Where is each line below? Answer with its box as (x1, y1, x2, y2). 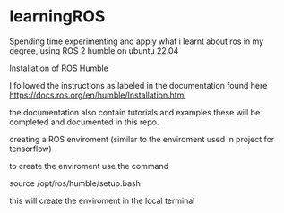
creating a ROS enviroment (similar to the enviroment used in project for (9, 133, 275, 144)
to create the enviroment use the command (9, 160, 168, 171)
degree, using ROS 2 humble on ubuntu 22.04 (9, 45, 179, 55)
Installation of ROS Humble (9, 63, 109, 73)
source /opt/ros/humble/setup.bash (9, 177, 141, 189)
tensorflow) (9, 143, 52, 154)
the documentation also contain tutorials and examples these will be (9, 106, 261, 117)
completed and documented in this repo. (9, 116, 159, 127)
